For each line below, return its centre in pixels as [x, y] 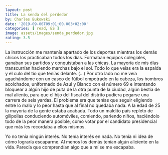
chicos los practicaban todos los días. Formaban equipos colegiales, [76, 57]
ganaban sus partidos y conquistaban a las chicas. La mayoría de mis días [82, 63]
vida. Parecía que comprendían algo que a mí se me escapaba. [70, 147]
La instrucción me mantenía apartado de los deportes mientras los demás [81, 52]
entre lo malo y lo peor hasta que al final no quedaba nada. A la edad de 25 [83, 105]
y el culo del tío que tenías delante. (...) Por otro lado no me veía [71, 73]
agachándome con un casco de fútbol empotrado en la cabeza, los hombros [84, 79]
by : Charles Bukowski [28, 19]
